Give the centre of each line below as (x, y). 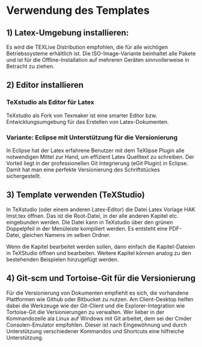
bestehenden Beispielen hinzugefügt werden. (63, 259)
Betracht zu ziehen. (30, 66)
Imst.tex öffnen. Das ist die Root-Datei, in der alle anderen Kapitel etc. (93, 216)
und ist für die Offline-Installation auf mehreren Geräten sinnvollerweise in (98, 60)
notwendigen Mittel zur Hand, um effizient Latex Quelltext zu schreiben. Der (100, 156)
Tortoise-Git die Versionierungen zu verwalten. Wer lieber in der (85, 312)
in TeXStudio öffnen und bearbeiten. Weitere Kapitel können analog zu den (99, 253)
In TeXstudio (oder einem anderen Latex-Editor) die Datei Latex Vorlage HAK (101, 209)
